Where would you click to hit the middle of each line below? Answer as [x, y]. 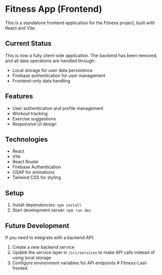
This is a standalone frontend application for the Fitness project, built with [80, 23]
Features [19, 97]
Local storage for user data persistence [52, 70]
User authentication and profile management [58, 108]
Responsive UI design [34, 124]
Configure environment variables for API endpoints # [66, 263]
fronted [20, 268]
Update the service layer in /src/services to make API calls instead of [83, 252]
